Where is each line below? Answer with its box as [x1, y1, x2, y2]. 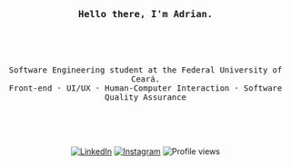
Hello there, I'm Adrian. [77, 8, 214, 20]
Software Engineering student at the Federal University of [8, 65, 283, 75]
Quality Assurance [105, 93, 186, 103]
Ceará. [130, 74, 161, 84]
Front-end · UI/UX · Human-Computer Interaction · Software [8, 83, 283, 93]
